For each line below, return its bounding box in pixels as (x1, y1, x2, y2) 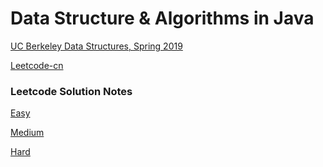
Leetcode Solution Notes (10, 84, 133, 98)
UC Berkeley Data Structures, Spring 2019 (10, 40, 183, 52)
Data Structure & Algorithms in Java (10, 7, 315, 30)
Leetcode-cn (10, 59, 64, 71)
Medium (10, 127, 45, 139)
